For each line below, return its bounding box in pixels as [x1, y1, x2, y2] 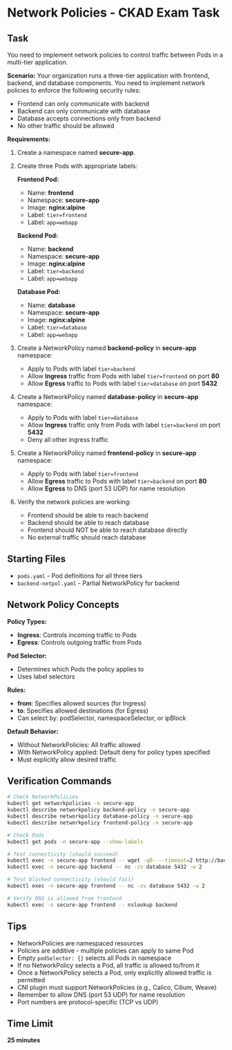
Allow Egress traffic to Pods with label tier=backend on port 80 [27, 477, 207, 485]
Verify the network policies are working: [17, 498, 131, 506]
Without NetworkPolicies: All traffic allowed [17, 740, 141, 748]
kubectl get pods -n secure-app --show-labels [7, 838, 144, 845]
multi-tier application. [7, 58, 68, 66]
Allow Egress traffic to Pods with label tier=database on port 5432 [27, 379, 217, 387]
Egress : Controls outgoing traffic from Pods [17, 638, 142, 646]
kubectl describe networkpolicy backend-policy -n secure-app [7, 807, 190, 813]
